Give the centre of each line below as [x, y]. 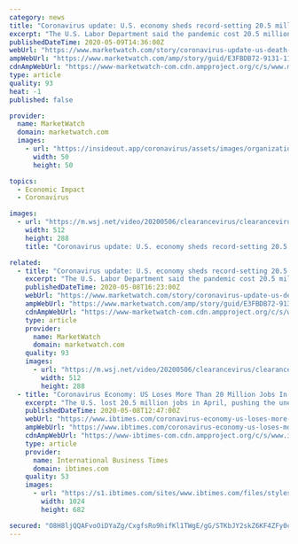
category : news [37, 17]
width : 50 [51, 157]
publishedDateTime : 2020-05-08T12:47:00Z [102, 411]
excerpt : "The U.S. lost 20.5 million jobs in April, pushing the [150, 403]
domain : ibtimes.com [71, 469]
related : [25, 262]
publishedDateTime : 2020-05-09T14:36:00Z [87, 42]
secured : [25, 525]
